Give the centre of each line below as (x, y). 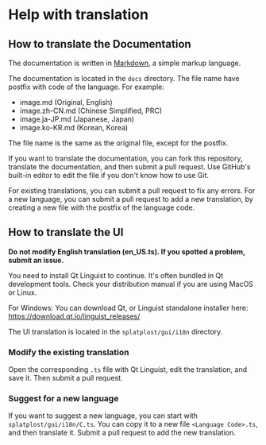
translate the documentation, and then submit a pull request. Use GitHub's (129, 167)
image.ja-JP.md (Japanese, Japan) (77, 119)
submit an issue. (36, 260)
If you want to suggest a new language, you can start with (103, 416)
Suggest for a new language (64, 399)
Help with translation (79, 15)
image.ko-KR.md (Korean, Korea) (74, 128)
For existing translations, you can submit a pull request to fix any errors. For (132, 191)
